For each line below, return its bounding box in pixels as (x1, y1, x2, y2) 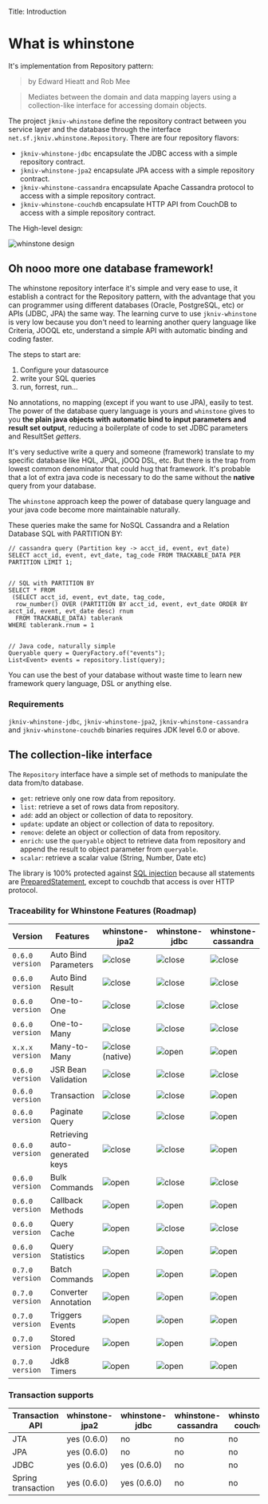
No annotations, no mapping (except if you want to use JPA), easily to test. (8, 397, 254, 407)
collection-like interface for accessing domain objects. (27, 100, 207, 110)
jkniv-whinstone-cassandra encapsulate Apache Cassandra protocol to (19, 182, 254, 192)
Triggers (50, 1310, 82, 1321)
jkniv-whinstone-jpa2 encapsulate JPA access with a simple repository (19, 165, 255, 175)
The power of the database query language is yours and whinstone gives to (8, 406, 255, 415)
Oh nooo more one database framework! (8, 262, 214, 276)
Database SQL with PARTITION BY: (8, 529, 123, 538)
